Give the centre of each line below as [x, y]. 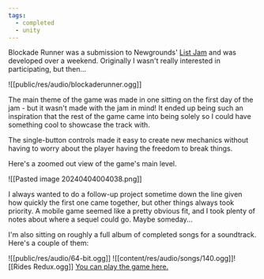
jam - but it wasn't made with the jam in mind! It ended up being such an [126, 108]
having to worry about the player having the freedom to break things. [121, 149]
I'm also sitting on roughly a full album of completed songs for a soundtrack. [132, 235]
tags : [17, 15]
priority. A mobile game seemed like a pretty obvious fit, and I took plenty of [132, 211]
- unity [28, 30]
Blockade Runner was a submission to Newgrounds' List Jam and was [123, 53]
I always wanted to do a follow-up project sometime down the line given [125, 195]
